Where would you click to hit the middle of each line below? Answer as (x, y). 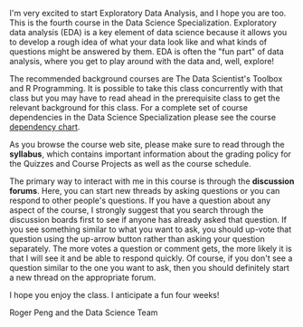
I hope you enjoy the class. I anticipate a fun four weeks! (114, 295)
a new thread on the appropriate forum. (83, 277)
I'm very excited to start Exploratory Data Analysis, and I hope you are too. (148, 13)
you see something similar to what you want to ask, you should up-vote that (151, 229)
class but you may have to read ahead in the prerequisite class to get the (145, 98)
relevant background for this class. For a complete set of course (129, 107)
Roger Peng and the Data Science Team (84, 313)
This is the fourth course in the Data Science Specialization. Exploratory (143, 23)
